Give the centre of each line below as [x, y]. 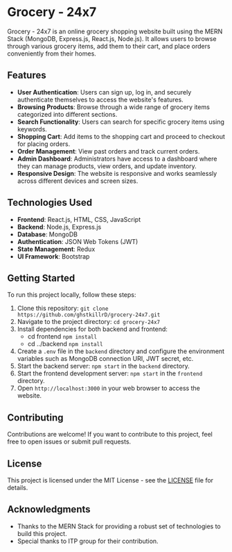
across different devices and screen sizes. [78, 181]
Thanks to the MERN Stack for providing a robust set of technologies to [119, 526]
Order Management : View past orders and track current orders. [108, 151]
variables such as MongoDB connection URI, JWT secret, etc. [105, 359]
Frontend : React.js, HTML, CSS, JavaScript [79, 219]
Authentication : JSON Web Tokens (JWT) [78, 241]
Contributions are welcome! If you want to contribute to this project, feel [110, 435]
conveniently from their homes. [52, 54]
